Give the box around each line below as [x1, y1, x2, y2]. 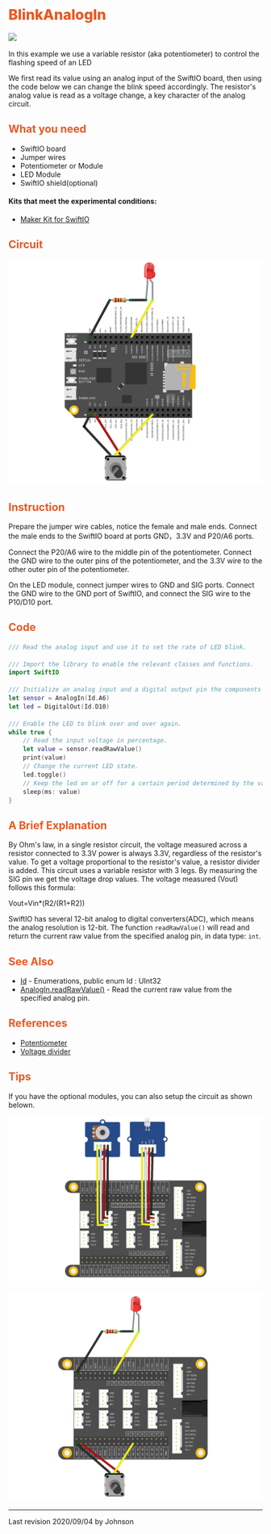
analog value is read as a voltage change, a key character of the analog [8, 90, 246, 100]
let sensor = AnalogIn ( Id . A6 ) [8, 694, 110, 703]
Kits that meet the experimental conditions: [8, 196, 157, 207]
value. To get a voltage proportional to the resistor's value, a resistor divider [8, 857, 261, 867]
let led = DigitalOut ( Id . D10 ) [8, 702, 110, 711]
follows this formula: [8, 883, 76, 892]
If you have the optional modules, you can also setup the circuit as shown [8, 1091, 252, 1101]
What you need [8, 123, 87, 136]
